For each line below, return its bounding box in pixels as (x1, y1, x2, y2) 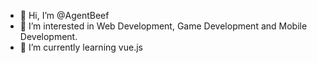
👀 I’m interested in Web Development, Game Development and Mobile (19, 20, 308, 32)
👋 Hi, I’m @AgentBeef (19, 10, 110, 21)
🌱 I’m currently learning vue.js (19, 41, 143, 53)
